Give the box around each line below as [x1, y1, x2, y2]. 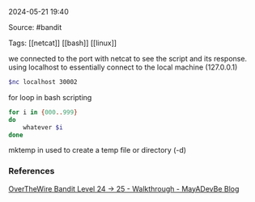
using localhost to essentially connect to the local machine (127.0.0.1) [8, 62, 238, 72]
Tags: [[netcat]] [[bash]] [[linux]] [8, 38, 117, 48]
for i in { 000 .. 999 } [8, 108, 79, 116]
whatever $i [23, 123, 63, 132]
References [8, 166, 55, 177]
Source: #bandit [8, 23, 62, 32]
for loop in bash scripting [8, 92, 92, 102]
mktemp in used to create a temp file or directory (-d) [8, 145, 187, 155]
